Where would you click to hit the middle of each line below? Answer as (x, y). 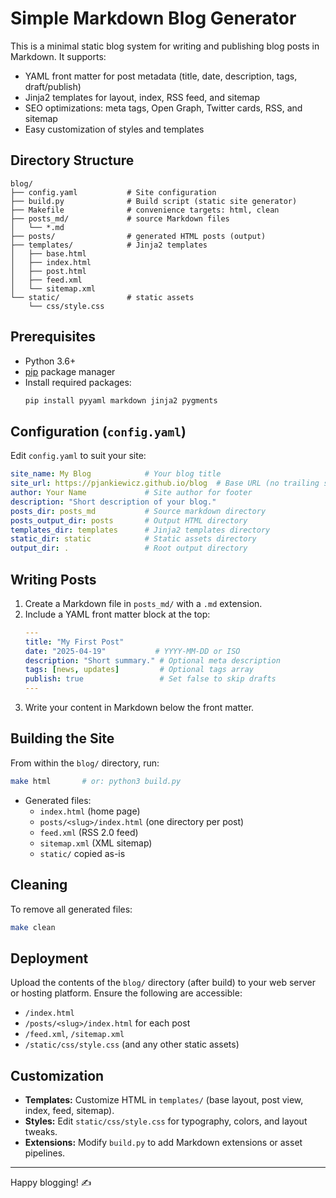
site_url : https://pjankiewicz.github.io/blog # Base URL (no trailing (165, 483)
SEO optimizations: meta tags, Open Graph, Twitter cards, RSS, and (163, 108)
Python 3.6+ (50, 361)
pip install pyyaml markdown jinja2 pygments (121, 400)
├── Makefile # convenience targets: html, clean (145, 210)
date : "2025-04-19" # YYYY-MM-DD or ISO (132, 651)
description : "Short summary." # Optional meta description (152, 660)
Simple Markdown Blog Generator (153, 18)
